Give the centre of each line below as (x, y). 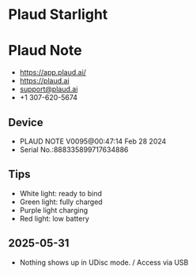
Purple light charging (54, 210)
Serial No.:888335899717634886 (74, 149)
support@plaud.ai (49, 89)
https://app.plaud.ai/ (53, 72)
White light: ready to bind (61, 193)
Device (26, 123)
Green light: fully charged (61, 202)
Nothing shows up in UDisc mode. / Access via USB (104, 262)
